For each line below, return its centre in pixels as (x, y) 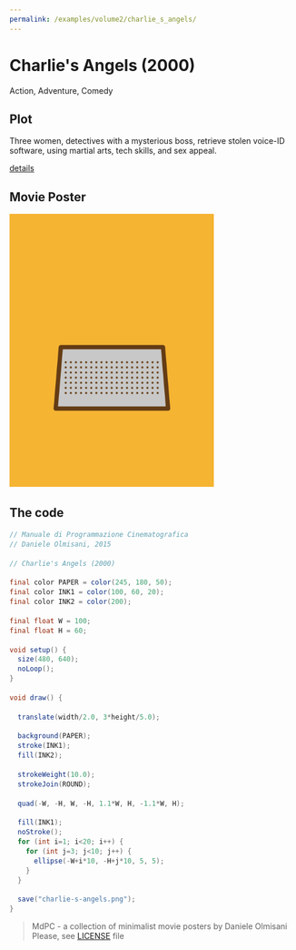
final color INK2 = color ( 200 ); (70, 602)
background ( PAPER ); (54, 736)
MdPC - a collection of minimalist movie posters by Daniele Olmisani (159, 926)
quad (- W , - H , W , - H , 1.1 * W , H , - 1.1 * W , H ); (101, 803)
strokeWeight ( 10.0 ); (56, 774)
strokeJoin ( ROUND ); (54, 784)
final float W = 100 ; (50, 621)
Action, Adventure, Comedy (61, 90)
